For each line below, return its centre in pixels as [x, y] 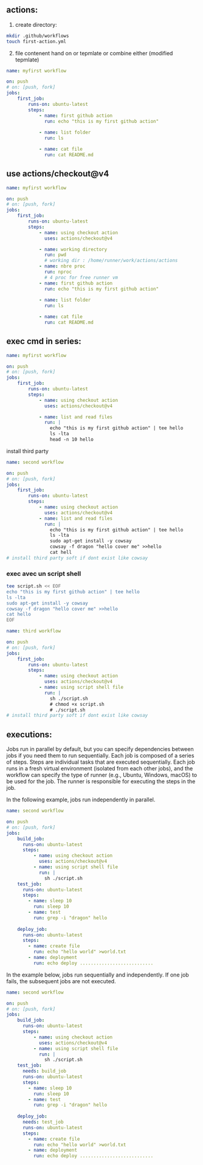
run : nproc [58, 272]
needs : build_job [44, 1071]
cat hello [19, 614]
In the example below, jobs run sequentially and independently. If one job [98, 975]
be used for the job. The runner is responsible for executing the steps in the [101, 781]
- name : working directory [73, 249]
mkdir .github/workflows [38, 36]
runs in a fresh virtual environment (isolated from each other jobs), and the [100, 769]
